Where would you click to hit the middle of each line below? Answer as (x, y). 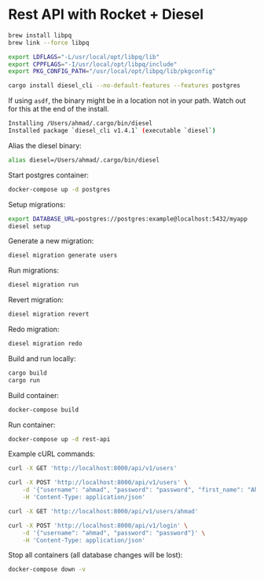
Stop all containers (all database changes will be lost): (95, 555)
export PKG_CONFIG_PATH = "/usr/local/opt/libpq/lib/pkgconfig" (112, 71)
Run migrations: (33, 270)
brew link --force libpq (49, 42)
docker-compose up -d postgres (59, 189)
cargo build (27, 373)
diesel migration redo (45, 344)
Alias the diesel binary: (45, 145)
